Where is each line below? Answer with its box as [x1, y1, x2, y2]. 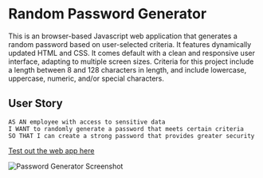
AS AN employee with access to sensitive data [8, 117, 166, 126]
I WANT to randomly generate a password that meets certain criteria [8, 125, 245, 133]
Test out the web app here [8, 145, 95, 156]
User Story [8, 97, 63, 110]
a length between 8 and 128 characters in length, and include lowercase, [8, 65, 247, 74]
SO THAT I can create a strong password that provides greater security [8, 132, 255, 140]
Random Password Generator [8, 5, 207, 23]
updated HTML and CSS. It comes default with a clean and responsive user [8, 48, 255, 57]
